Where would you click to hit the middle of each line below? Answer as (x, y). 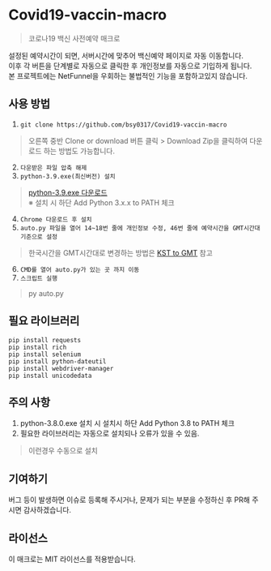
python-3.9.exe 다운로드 (68, 192)
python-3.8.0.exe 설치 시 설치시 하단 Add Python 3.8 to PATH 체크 (127, 423)
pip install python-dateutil (57, 361)
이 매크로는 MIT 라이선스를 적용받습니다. (72, 559)
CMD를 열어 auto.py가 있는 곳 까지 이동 (80, 269)
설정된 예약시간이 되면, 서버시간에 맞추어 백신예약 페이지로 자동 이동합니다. (126, 55)
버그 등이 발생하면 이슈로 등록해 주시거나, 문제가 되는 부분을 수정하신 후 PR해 (129, 500)
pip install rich (38, 347)
